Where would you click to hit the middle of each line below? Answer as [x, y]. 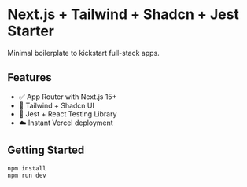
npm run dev [27, 176]
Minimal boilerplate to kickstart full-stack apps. [83, 53]
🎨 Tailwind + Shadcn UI [57, 105]
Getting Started [46, 150]
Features [29, 77]
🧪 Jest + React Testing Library [68, 114]
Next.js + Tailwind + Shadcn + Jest [123, 15]
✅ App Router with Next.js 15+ [68, 97]
